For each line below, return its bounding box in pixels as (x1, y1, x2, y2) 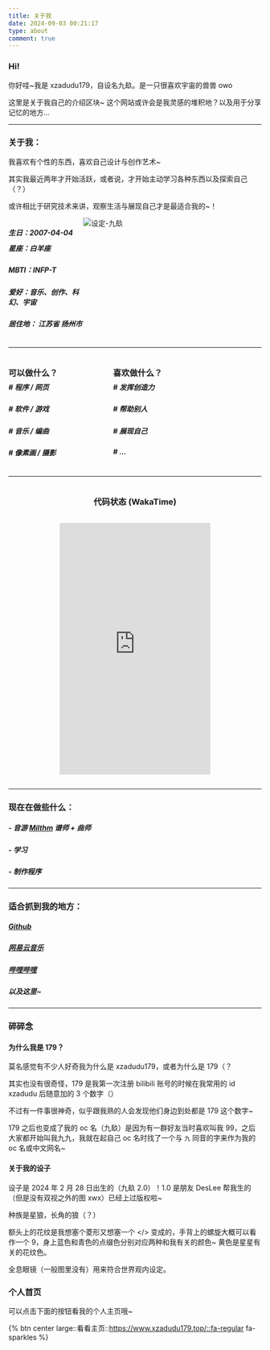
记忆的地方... (8, 107, 51, 117)
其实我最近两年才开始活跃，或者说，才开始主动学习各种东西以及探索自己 (8, 174, 247, 184)
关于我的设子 (8, 1163, 51, 1173)
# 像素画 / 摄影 (8, 448, 56, 458)
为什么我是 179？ (8, 1042, 64, 1052)
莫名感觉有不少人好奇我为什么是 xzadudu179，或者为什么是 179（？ (8, 1062, 233, 1071)
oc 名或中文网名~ (8, 1143, 66, 1153)
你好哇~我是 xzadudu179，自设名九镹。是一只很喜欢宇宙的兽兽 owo (8, 80, 233, 89)
